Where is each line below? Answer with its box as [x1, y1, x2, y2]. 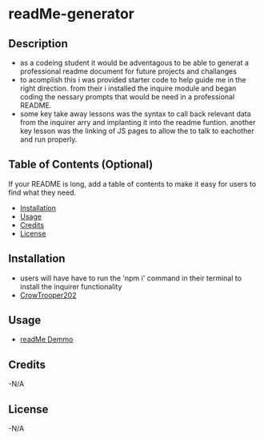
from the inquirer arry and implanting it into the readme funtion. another [19, 118, 256, 127]
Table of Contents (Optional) [8, 158, 154, 172]
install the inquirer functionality [19, 281, 122, 291]
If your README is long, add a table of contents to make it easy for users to [8, 179, 257, 188]
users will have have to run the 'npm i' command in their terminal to [19, 273, 242, 283]
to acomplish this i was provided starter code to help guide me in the [19, 75, 246, 84]
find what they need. [8, 188, 77, 197]
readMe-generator [8, 5, 134, 23]
